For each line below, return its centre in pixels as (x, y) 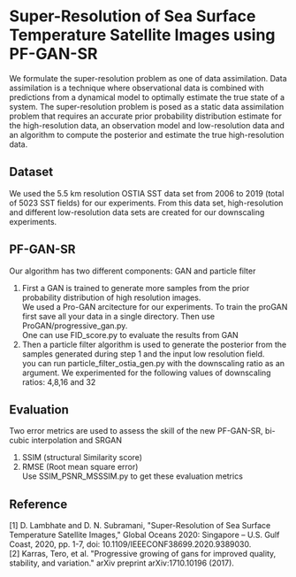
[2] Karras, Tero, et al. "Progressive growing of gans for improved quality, (143, 554)
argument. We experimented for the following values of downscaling (146, 373)
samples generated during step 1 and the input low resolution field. (143, 354)
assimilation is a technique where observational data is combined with (137, 88)
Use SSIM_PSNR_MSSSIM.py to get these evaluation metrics (132, 476)
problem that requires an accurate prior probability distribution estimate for (146, 116)
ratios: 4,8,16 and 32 (59, 381)
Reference (38, 504)
